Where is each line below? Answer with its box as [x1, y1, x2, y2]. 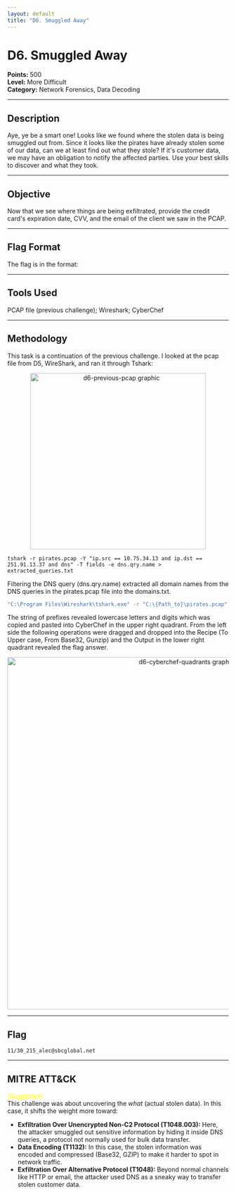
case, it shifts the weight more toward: [7, 1107, 118, 1115]
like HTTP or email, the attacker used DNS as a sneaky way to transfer [17, 1173, 221, 1181]
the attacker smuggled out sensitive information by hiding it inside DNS [17, 1128, 223, 1136]
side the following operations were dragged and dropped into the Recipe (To [7, 628, 228, 637]
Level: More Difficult [7, 78, 67, 87]
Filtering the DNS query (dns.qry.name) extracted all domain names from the [7, 579, 229, 588]
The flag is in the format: [7, 260, 79, 268]
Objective [7, 188, 51, 200]
